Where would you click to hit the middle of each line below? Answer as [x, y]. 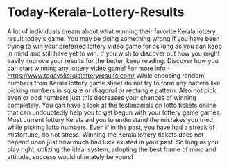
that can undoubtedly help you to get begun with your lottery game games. [114, 112]
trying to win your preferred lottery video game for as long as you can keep [114, 46]
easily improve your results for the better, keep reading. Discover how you [113, 60]
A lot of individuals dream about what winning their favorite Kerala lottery [112, 31]
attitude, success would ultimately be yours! [70, 156]
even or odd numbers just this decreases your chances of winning [102, 97]
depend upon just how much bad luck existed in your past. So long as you [113, 142]
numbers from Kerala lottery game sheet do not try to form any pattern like [114, 83]
